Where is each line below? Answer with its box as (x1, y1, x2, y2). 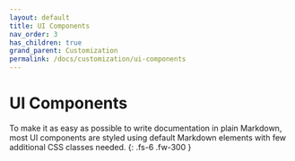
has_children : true (9, 38, 82, 47)
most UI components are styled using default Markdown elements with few (9, 131, 287, 143)
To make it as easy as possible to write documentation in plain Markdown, (9, 123, 282, 133)
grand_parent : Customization (9, 47, 118, 55)
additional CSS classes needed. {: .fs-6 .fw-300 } (9, 141, 192, 152)
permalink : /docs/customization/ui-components (9, 55, 187, 64)
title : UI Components (9, 21, 91, 30)
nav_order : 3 (9, 30, 58, 38)
